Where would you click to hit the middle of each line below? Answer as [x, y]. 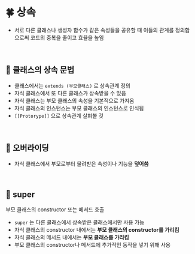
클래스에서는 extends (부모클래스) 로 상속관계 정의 [72, 85]
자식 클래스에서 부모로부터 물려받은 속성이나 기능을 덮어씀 [81, 163]
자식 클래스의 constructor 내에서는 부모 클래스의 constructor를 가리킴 [97, 230]
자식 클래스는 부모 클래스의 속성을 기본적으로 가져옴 [74, 100]
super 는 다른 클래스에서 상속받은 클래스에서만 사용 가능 [79, 222]
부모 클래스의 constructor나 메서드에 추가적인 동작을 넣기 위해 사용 [92, 245]
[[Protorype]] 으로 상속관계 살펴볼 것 [59, 115]
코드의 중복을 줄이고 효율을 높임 [67, 37]
